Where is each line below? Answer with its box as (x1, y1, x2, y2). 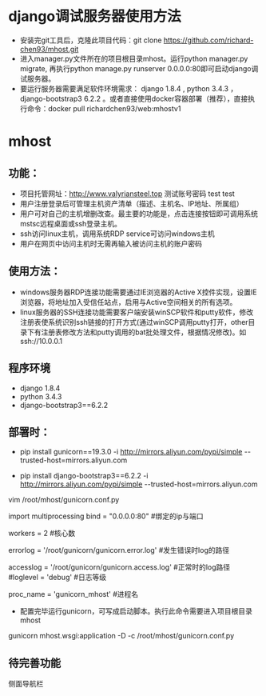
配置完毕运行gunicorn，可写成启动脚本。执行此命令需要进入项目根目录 (19, 606, 253, 616)
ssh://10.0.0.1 (19, 336, 62, 346)
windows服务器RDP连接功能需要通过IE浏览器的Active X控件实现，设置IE (19, 287, 257, 297)
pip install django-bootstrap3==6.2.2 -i (19, 471, 149, 481)
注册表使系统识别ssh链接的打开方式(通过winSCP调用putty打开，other (19, 317, 249, 326)
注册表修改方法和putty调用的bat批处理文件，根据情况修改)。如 (41, 327, 247, 337)
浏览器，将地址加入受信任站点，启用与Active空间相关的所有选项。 (19, 297, 237, 306)
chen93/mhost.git (19, 44, 79, 54)
